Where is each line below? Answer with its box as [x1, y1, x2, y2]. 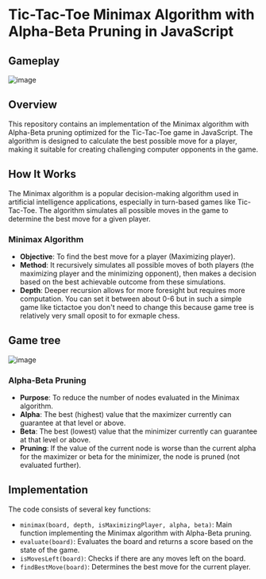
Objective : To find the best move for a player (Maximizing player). [19, 252, 236, 261]
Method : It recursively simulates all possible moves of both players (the [19, 260, 254, 269]
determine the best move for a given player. [8, 214, 151, 223]
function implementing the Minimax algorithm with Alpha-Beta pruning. [19, 528, 253, 538]
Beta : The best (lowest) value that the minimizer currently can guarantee [19, 427, 258, 436]
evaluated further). [19, 461, 82, 470]
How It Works [8, 168, 77, 181]
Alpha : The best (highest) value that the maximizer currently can [19, 410, 232, 419]
